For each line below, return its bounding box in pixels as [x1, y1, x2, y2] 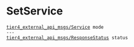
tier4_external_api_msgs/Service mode [6, 24, 104, 30]
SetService [6, 4, 63, 18]
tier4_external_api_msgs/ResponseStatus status [6, 34, 129, 40]
